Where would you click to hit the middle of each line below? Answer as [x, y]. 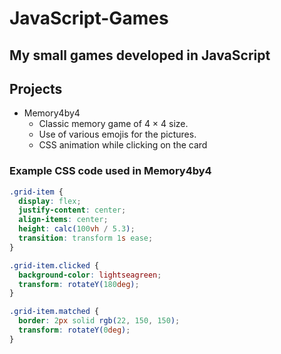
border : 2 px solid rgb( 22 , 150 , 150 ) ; [99, 321]
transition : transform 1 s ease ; [86, 238]
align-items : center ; [63, 220]
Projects [36, 88]
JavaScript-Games [89, 18]
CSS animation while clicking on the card [123, 145]
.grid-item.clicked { [54, 265]
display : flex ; [50, 201]
